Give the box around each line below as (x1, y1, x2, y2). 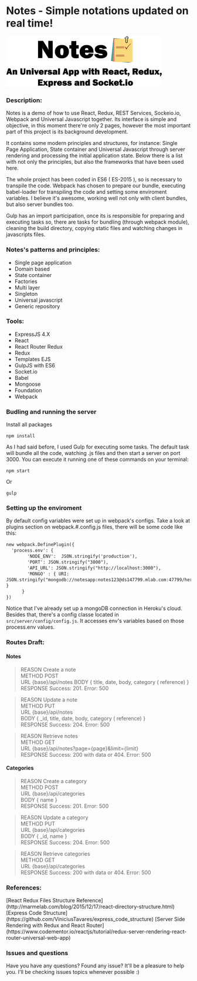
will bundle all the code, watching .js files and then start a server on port (6, 450, 181, 457)
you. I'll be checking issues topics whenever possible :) (6, 969, 140, 976)
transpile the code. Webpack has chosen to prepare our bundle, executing (6, 182, 186, 189)
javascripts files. (6, 231, 46, 238)
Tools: (6, 317, 25, 325)
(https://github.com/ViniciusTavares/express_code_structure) (6, 916, 154, 923)
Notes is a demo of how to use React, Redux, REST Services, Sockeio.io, (6, 110, 181, 117)
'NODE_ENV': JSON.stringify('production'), (27, 554, 138, 559)
